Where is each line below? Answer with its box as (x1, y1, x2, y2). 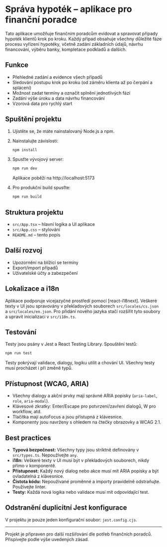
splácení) (12, 85, 31, 91)
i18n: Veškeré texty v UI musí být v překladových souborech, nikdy (12, 457, 150, 463)
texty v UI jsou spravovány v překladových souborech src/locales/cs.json (5, 303, 159, 309)
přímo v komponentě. (12, 462, 56, 468)
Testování (5, 328, 36, 336)
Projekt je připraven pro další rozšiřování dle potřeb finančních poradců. (5, 531, 153, 537)
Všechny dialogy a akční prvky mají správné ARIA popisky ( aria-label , (12, 393, 158, 399)
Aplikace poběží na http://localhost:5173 (12, 175, 95, 181)
